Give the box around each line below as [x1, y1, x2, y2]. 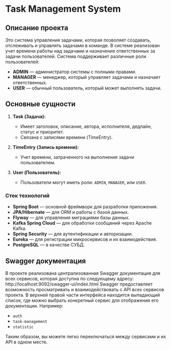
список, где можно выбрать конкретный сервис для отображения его [5, 297, 159, 303]
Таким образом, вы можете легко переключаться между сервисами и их [5, 333, 166, 339]
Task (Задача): [12, 113, 46, 119]
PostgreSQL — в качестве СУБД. [12, 242, 85, 248]
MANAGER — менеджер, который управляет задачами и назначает [12, 74, 161, 80]
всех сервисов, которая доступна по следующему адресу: [5, 275, 134, 281]
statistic [12, 324, 34, 330]
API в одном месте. [5, 339, 47, 345]
